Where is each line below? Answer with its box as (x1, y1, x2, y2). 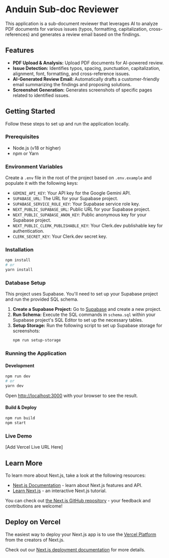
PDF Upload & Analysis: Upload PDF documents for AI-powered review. (12, 60, 164, 66)
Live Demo (5, 432, 32, 440)
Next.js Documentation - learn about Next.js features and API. (12, 482, 143, 489)
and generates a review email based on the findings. (31, 31, 141, 37)
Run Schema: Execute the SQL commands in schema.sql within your (12, 311, 156, 318)
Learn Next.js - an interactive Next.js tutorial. (12, 488, 107, 494)
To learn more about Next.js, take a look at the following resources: (5, 472, 146, 478)
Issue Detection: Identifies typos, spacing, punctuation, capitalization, (12, 65, 160, 71)
